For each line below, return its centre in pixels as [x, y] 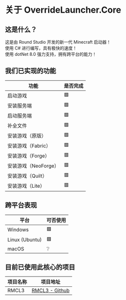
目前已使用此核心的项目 [40, 267]
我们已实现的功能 [31, 71]
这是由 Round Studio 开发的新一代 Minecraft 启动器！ [58, 42]
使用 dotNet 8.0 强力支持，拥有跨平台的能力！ [51, 54]
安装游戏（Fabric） [29, 146]
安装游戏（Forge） [29, 156]
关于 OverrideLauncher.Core [63, 10]
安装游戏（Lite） [26, 186]
